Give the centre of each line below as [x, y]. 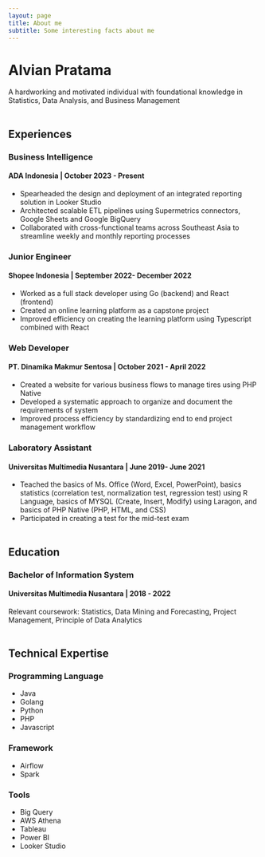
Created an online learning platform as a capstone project [114, 310]
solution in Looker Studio [60, 202]
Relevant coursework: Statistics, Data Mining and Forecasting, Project [123, 611]
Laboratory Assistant [50, 448]
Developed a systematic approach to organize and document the [126, 402]
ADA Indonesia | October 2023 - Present [76, 176]
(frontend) [37, 302]
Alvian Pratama [60, 70]
